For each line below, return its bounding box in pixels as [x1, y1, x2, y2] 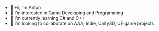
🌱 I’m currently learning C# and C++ [10, 15, 85, 21]
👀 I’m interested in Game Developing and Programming [10, 10, 124, 16]
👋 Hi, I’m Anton [10, 5, 41, 10]
